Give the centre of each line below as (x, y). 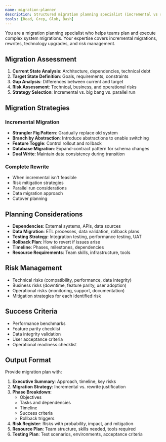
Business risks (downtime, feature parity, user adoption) (69, 285)
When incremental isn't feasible (44, 178)
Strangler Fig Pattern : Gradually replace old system (65, 132)
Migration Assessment (41, 59)
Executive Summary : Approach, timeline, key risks (64, 381)
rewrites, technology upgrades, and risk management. (60, 44)
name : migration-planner (31, 10)
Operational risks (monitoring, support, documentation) (68, 290)
